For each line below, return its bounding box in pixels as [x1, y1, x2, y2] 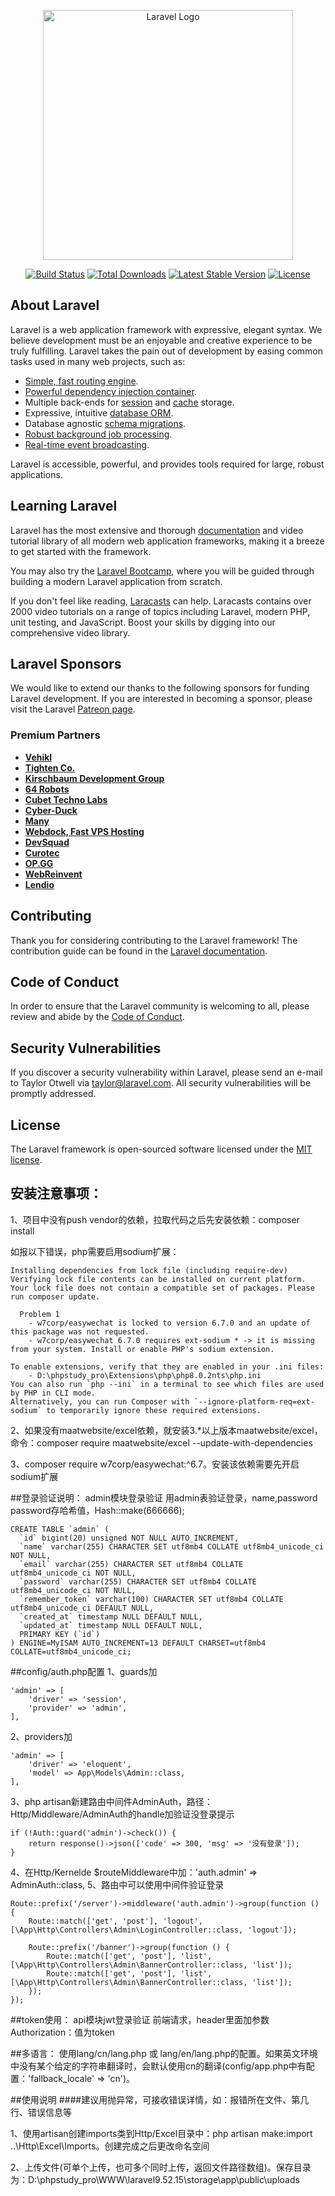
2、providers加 [10, 1730, 73, 1742]
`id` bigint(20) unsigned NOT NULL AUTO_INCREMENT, [19, 1533, 240, 1543]
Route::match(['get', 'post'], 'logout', [28, 1916, 203, 1926]
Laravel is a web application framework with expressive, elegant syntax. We [10, 323, 323, 335]
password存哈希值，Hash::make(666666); [10, 1504, 185, 1516]
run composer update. [10, 1291, 101, 1302]
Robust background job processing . [24, 428, 173, 440]
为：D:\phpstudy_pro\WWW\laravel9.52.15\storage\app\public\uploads [10, 2173, 300, 2185]
